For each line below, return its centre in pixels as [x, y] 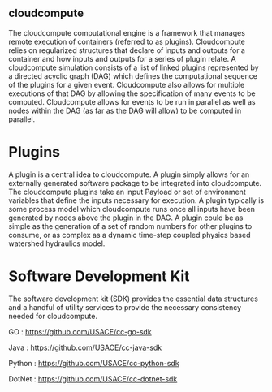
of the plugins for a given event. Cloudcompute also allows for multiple [127, 84]
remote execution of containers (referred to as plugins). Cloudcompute [127, 41]
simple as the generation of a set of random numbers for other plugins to [130, 226]
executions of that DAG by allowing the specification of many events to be [132, 93]
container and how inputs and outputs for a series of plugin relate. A [123, 58]
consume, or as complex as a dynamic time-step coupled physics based [130, 235]
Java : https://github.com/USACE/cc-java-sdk [85, 347]
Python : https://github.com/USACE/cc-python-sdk [94, 363]
